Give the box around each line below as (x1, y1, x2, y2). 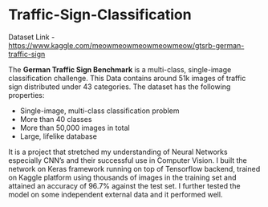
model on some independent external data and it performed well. (8, 189, 223, 199)
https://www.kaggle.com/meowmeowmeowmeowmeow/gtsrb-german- (8, 40, 245, 50)
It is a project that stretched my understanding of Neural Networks (8, 147, 228, 156)
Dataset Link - (8, 32, 55, 42)
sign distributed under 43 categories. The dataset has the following (8, 82, 231, 91)
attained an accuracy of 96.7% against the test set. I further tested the (8, 181, 241, 190)
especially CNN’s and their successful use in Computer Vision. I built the (8, 155, 247, 165)
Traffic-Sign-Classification (8, 6, 192, 24)
